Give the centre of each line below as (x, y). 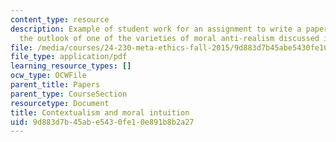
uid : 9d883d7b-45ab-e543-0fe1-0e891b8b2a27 (102, 122)
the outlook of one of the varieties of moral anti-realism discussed (169, 38)
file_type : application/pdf (69, 57)
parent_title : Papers (55, 85)
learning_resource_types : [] (71, 66)
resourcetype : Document (60, 103)
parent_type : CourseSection (69, 94)
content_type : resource (60, 19)
